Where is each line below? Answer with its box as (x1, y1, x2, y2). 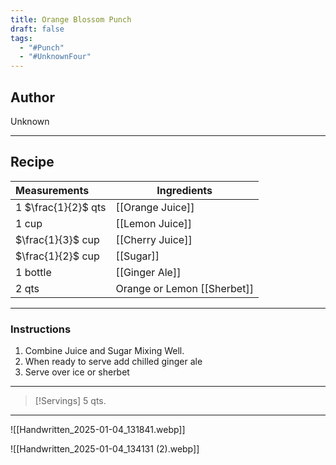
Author (10, 89, 55, 106)
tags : (10, 33, 33, 43)
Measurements (15, 183, 90, 197)
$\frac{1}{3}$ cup (15, 232, 100, 246)
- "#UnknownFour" (19, 52, 92, 62)
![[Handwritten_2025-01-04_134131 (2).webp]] (10, 443, 200, 455)
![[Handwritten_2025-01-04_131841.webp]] (10, 424, 186, 436)
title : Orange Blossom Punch (10, 14, 132, 25)
